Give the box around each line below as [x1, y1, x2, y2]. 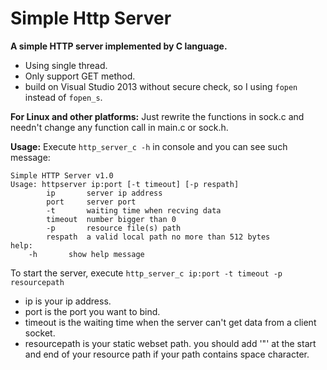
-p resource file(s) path [46, 223, 182, 233]
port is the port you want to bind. [24, 305, 161, 317]
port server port [46, 197, 137, 207]
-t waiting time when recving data [46, 205, 222, 216]
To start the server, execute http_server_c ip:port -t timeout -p [10, 267, 283, 279]
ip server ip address [46, 188, 163, 198]
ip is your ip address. [24, 295, 112, 307]
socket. [24, 327, 56, 339]
